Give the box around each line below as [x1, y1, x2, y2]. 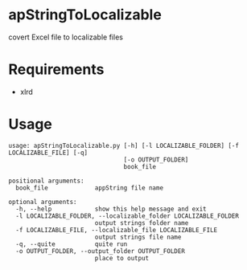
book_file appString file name [15, 183, 163, 192]
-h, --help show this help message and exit [15, 205, 207, 213]
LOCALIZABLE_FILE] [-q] [8, 149, 89, 157]
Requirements [8, 60, 105, 79]
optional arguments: [8, 198, 78, 206]
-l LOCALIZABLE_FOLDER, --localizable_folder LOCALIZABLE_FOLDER [15, 211, 240, 220]
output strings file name [94, 233, 182, 241]
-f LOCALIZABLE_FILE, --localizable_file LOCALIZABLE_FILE [15, 226, 218, 234]
